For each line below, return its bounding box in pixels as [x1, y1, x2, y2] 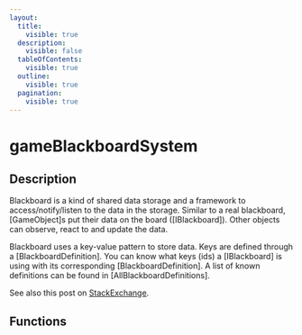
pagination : [17, 88, 63, 97]
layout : [9, 13, 39, 23]
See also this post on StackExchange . [9, 287, 150, 298]
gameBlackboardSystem [9, 136, 198, 156]
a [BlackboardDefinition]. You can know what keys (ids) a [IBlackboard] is [9, 251, 282, 262]
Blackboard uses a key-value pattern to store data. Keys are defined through [9, 241, 294, 252]
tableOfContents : [17, 55, 83, 64]
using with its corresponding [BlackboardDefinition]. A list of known [9, 260, 261, 271]
